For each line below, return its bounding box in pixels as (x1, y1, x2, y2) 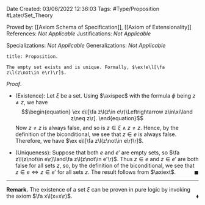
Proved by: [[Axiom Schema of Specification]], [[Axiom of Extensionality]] (6, 24, 192, 31)
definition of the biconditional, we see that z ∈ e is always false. (15, 131, 177, 138)
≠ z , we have (15, 99, 48, 106)
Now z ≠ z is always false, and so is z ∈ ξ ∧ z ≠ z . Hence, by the (15, 124, 179, 131)
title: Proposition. (6, 54, 59, 60)
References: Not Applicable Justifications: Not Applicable (6, 30, 151, 37)
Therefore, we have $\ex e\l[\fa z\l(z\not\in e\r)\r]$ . (15, 137, 144, 144)
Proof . (6, 81, 23, 87)
